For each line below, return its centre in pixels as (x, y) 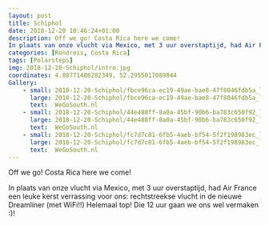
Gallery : (23, 82)
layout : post (30, 16)
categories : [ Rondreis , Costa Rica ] (69, 53)
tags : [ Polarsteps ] (41, 61)
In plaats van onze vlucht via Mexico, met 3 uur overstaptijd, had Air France (133, 188)
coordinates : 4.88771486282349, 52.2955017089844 (93, 75)
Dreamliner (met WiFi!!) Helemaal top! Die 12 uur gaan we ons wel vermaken (133, 205)
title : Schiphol (35, 23)
